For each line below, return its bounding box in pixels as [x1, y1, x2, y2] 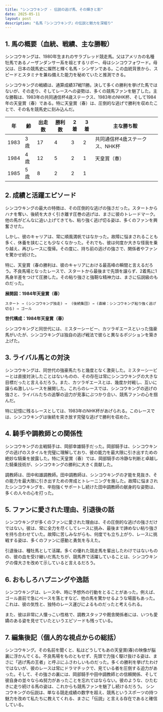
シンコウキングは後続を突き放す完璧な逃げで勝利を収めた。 [13, 414, 132, 420]
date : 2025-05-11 [5, 12, 40, 16]
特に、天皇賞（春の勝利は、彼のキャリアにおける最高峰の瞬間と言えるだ [5, 262, 149, 268]
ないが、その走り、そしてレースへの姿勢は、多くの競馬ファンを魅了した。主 [5, 88, 158, 94]
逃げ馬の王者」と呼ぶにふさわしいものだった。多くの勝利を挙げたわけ [17, 659, 158, 665]
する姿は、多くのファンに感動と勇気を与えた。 [9, 537, 103, 543]
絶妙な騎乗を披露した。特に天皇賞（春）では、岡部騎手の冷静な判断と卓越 [5, 455, 154, 461]
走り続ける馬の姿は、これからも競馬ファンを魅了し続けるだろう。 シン [13, 683, 155, 689]
